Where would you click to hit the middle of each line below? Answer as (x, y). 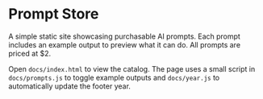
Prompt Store (54, 14)
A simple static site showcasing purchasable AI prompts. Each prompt (124, 36)
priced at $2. (29, 53)
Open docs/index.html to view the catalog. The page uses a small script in (132, 68)
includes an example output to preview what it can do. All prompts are (124, 44)
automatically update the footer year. (70, 86)
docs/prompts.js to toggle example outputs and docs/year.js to (114, 77)
